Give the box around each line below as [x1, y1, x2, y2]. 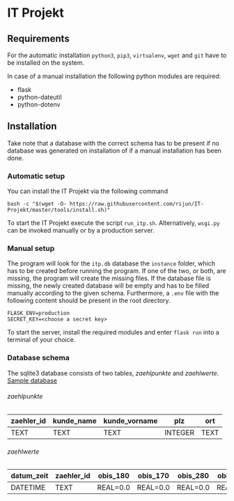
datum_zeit [10, 471, 49, 481]
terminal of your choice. [7, 336, 76, 344]
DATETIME [10, 483, 46, 493]
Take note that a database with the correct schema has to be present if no [7, 139, 219, 147]
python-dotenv [17, 100, 61, 109]
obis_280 [177, 471, 210, 481]
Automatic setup [7, 171, 65, 180]
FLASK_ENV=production [7, 310, 70, 317]
